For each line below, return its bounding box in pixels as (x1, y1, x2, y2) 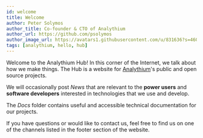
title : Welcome (6, 14, 45, 20)
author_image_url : (6, 37, 53, 43)
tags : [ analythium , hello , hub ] (6, 43, 88, 49)
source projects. (6, 72, 47, 79)
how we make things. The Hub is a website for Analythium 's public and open (6, 65, 197, 72)
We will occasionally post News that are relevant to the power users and (6, 83, 187, 90)
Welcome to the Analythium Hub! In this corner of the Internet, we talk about (6, 58, 196, 66)
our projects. (6, 108, 38, 115)
